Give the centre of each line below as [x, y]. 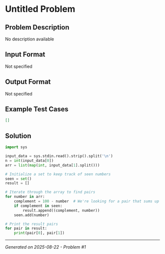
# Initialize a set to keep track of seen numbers [58, 174]
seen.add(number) [32, 215]
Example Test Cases [37, 109]
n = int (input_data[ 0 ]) [29, 160]
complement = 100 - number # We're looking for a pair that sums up [87, 201]
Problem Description [37, 27]
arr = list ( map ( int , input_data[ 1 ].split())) [52, 165]
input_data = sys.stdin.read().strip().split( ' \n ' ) [59, 156]
